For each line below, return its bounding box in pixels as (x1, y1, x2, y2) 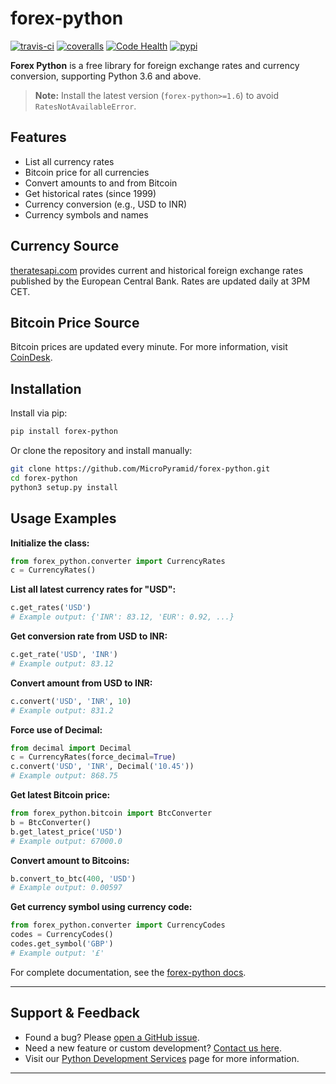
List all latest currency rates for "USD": (10, 583, 177, 596)
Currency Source (10, 238, 120, 255)
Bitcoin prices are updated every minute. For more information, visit (10, 341, 288, 353)
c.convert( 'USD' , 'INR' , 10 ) (10, 696, 132, 706)
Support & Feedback (10, 1005, 141, 1022)
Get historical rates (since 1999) (24, 187, 157, 199)
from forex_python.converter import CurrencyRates (10, 556, 226, 566)
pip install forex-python (10, 427, 118, 437)
